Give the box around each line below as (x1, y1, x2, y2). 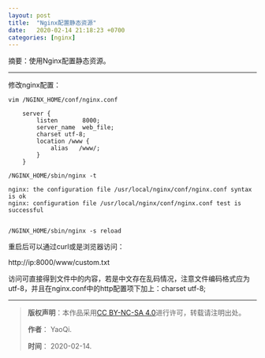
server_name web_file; (36, 124, 114, 132)
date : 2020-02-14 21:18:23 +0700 (8, 26, 125, 34)
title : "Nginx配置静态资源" (8, 19, 97, 27)
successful (8, 207, 44, 214)
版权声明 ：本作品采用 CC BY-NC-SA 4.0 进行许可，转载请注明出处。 (27, 308, 246, 318)
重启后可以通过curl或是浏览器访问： (8, 242, 125, 252)
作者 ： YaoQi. (27, 325, 73, 334)
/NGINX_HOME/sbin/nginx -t (8, 172, 97, 180)
